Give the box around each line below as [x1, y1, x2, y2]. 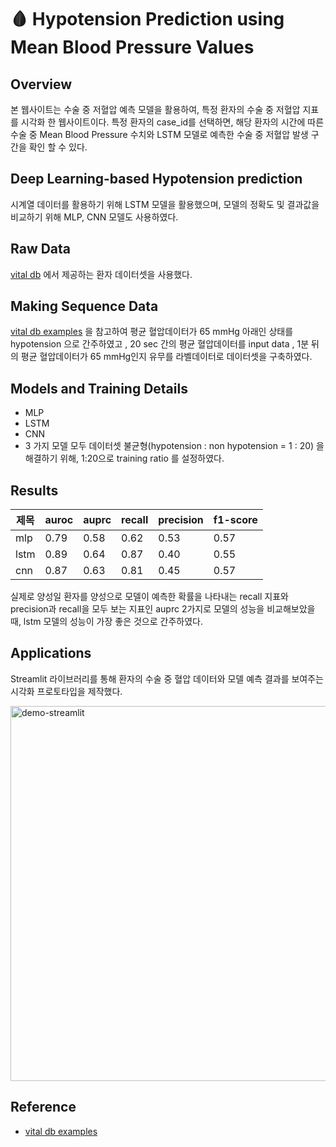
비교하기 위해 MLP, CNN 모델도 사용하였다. [10, 211, 179, 223]
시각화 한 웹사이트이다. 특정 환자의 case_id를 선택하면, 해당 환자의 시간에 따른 [20, 116, 325, 128]
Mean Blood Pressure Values [10, 36, 255, 59]
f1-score [213, 513, 258, 527]
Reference [10, 1099, 77, 1116]
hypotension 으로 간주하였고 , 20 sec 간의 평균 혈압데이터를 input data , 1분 [10, 338, 310, 350]
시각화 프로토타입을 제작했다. [10, 685, 123, 697]
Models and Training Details [10, 380, 188, 397]
